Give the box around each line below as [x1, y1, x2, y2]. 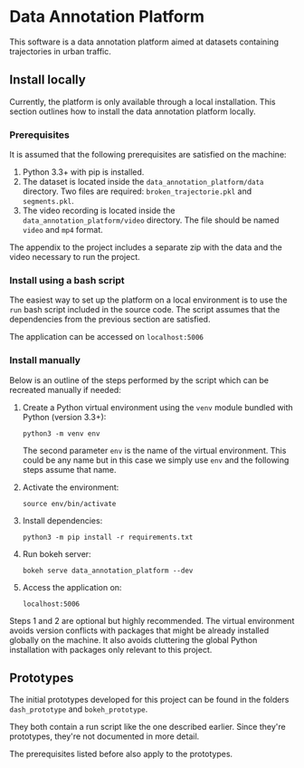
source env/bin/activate [22, 499, 117, 508]
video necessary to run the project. [9, 252, 140, 263]
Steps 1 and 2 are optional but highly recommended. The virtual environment [9, 615, 295, 626]
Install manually [9, 354, 81, 367]
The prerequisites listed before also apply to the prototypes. [9, 749, 233, 760]
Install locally [9, 72, 86, 88]
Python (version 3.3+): [22, 411, 107, 422]
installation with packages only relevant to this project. [9, 644, 213, 655]
